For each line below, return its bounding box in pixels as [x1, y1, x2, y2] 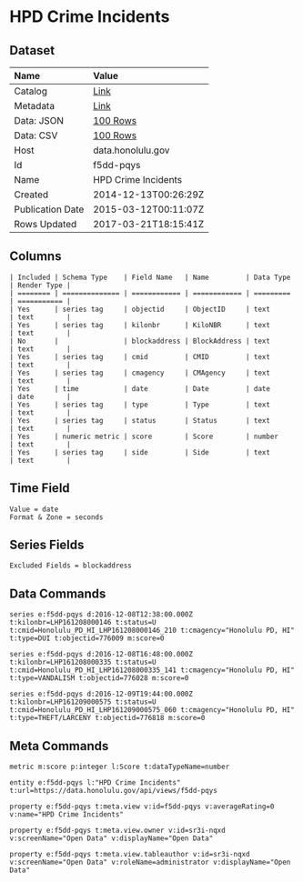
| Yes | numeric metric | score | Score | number [9, 432, 279, 441]
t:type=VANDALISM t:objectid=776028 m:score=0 [9, 674, 189, 683]
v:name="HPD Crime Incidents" [9, 810, 125, 819]
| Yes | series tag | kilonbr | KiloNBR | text [9, 320, 271, 329]
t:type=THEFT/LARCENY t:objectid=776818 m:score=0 [9, 714, 206, 723]
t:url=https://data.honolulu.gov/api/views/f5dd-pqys [9, 787, 218, 796]
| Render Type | [9, 280, 71, 290]
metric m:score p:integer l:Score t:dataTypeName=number [9, 762, 230, 772]
